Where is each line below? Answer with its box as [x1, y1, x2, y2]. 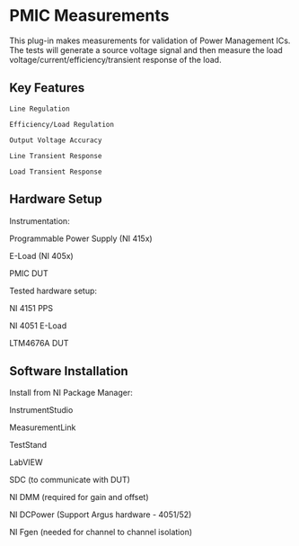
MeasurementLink [9, 422, 76, 433]
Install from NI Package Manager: [9, 388, 133, 398]
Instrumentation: [9, 215, 70, 226]
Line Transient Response [9, 151, 102, 160]
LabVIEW [9, 457, 43, 468]
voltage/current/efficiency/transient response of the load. [9, 54, 222, 65]
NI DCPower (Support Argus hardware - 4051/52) [9, 509, 192, 520]
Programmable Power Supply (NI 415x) [9, 233, 153, 244]
